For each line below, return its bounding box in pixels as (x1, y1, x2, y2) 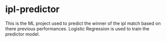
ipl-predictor (5, 4, 60, 15)
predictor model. (5, 31, 40, 37)
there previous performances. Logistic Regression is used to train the (5, 25, 149, 31)
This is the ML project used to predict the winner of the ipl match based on (5, 20, 161, 26)
